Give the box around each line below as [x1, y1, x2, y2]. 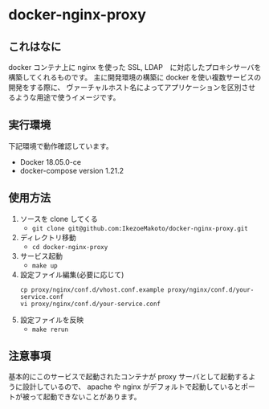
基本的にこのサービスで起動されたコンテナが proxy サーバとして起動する [8, 372, 249, 382]
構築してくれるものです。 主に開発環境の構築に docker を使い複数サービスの [8, 72, 262, 82]
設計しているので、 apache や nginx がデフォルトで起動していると [22, 382, 242, 391]
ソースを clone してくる [19, 214, 99, 223]
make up [31, 261, 58, 270]
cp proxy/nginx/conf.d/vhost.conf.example [19, 285, 165, 294]
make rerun [31, 325, 69, 333]
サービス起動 [19, 251, 63, 260]
